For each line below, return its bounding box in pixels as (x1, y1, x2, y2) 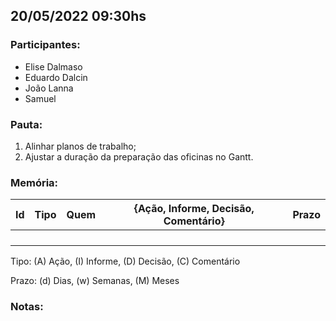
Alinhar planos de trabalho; (24, 140, 137, 152)
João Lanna (24, 82, 74, 94)
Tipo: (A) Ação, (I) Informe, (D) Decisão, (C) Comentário (10, 255, 241, 268)
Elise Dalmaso (24, 60, 83, 73)
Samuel (24, 92, 57, 104)
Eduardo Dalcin (24, 71, 88, 83)
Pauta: (10, 117, 43, 131)
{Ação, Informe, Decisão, (133, 202, 255, 216)
